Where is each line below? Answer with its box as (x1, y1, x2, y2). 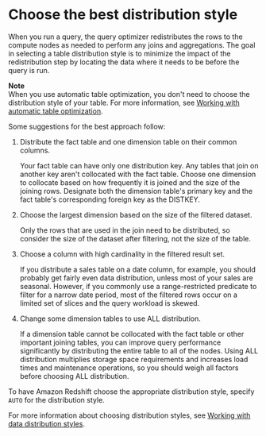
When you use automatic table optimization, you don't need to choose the (8, 89, 250, 98)
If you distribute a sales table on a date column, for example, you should (19, 264, 256, 274)
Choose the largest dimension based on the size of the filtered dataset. (19, 210, 253, 219)
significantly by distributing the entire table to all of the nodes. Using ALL (19, 345, 259, 355)
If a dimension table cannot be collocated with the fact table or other (19, 329, 245, 338)
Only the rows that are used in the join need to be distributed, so (19, 225, 230, 235)
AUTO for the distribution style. (8, 395, 105, 404)
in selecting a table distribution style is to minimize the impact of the (8, 48, 231, 58)
